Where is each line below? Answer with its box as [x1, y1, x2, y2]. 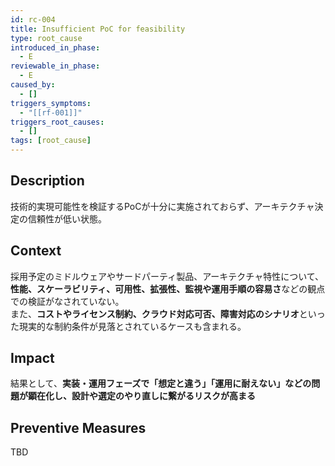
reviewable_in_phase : [10, 61, 101, 71]
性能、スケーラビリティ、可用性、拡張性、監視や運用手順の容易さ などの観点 [10, 282, 326, 295]
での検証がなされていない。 [10, 295, 125, 307]
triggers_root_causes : [10, 117, 105, 127]
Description [10, 172, 85, 190]
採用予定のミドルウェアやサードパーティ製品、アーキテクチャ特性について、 [10, 270, 325, 282]
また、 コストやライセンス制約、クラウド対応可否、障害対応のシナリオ [10, 307, 300, 320]
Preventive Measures [10, 419, 147, 436]
